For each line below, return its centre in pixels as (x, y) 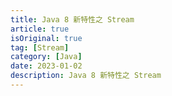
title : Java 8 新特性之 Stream (72, 19)
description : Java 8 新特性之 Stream (86, 76)
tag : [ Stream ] (40, 47)
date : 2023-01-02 (46, 66)
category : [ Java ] (46, 57)
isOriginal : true (46, 38)
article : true (40, 29)
